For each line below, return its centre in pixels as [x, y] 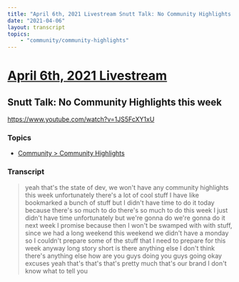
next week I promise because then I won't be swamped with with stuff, [128, 225]
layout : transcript [36, 27]
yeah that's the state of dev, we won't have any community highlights [127, 187]
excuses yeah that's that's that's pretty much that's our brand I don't [126, 263]
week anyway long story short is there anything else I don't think [120, 248]
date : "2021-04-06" [36, 21]
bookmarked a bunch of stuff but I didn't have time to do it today [120, 202]
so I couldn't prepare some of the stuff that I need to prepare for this [125, 241]
